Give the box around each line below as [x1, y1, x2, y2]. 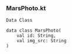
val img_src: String [16, 38, 67, 44]
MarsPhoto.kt [6, 4, 46, 12]
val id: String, [16, 33, 57, 39]
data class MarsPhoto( [6, 28, 61, 33]
